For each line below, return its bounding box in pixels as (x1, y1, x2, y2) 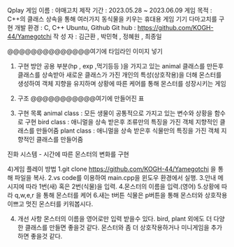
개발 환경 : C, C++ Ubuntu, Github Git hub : (14, 24, 136, 31)
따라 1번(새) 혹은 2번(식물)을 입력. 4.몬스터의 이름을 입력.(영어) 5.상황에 (25, 182, 220, 190)
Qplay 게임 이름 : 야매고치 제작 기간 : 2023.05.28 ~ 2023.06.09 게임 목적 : (7, 6, 212, 14)
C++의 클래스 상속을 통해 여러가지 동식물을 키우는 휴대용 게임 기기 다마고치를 (7, 15, 218, 23)
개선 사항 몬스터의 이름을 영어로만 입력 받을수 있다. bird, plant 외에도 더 (17, 215, 212, 223)
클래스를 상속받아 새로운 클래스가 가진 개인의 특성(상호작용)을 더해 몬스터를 (17, 70, 222, 79)
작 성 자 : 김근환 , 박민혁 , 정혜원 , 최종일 (52, 32, 162, 40)
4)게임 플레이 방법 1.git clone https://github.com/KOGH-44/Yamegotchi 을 (7, 165, 217, 173)
